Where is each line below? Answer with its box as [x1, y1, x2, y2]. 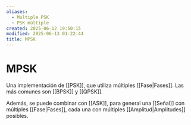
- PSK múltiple [11, 20, 49, 26]
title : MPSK [6, 36, 36, 42]
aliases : [6, 8, 28, 15]
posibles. [6, 112, 29, 119]
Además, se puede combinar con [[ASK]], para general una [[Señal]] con [6, 99, 185, 107]
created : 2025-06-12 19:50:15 [6, 25, 82, 32]
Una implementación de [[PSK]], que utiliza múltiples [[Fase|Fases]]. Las [6, 82, 184, 89]
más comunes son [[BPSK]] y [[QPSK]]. [6, 87, 103, 95]
